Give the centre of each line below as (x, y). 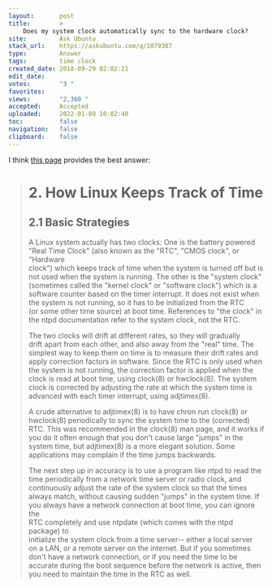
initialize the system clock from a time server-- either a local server (140, 539)
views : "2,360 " (49, 99)
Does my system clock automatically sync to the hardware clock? (136, 31)
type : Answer (45, 54)
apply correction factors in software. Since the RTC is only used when (145, 361)
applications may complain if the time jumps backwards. (122, 455)
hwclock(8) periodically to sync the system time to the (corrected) (139, 420)
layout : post (41, 16)
